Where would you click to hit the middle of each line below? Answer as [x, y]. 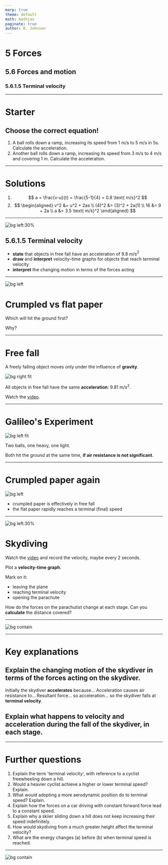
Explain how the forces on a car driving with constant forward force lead [87, 805]
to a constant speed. [33, 811]
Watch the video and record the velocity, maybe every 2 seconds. [73, 558]
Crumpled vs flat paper [54, 304]
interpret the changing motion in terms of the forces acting [73, 270]
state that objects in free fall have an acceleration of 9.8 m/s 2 [76, 253]
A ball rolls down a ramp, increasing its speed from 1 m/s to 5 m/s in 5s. [86, 143]
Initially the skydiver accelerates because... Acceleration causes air [75, 690]
